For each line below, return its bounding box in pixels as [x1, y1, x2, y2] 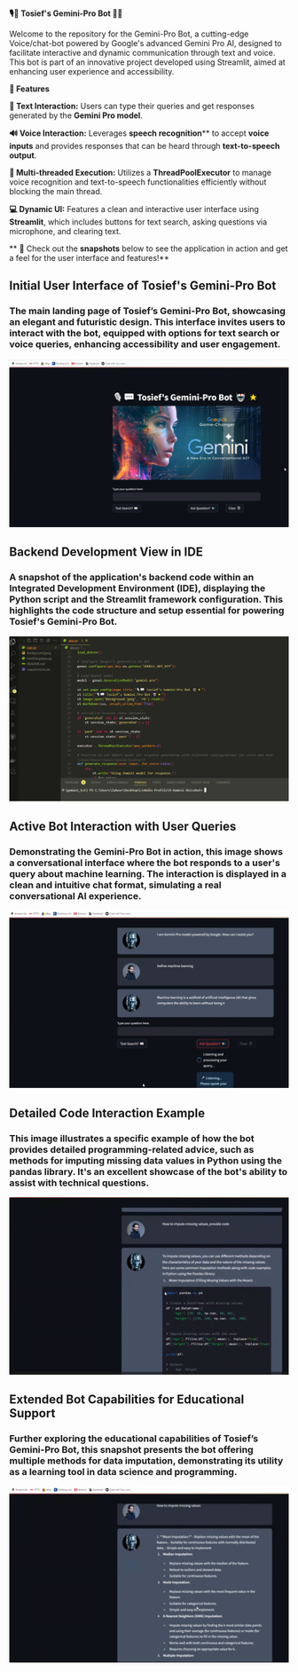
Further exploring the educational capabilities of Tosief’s [9, 1432, 259, 1445]
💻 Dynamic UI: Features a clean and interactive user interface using [9, 204, 260, 214]
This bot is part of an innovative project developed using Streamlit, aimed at [9, 57, 286, 67]
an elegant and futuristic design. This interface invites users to [9, 316, 286, 328]
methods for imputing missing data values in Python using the [9, 1154, 282, 1166]
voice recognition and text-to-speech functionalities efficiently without [9, 177, 267, 187]
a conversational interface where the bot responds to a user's [9, 856, 281, 869]
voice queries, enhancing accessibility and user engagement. [9, 338, 281, 351]
